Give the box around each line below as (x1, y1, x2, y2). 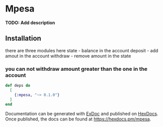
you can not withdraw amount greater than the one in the (5, 65, 148, 72)
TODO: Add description (5, 20, 56, 26)
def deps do (5, 83, 30, 88)
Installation (5, 34, 41, 43)
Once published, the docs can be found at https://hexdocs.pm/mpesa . (5, 116, 151, 122)
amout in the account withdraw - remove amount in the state (5, 53, 131, 59)
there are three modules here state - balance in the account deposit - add (5, 47, 158, 53)
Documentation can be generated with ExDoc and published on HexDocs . (5, 111, 158, 117)
